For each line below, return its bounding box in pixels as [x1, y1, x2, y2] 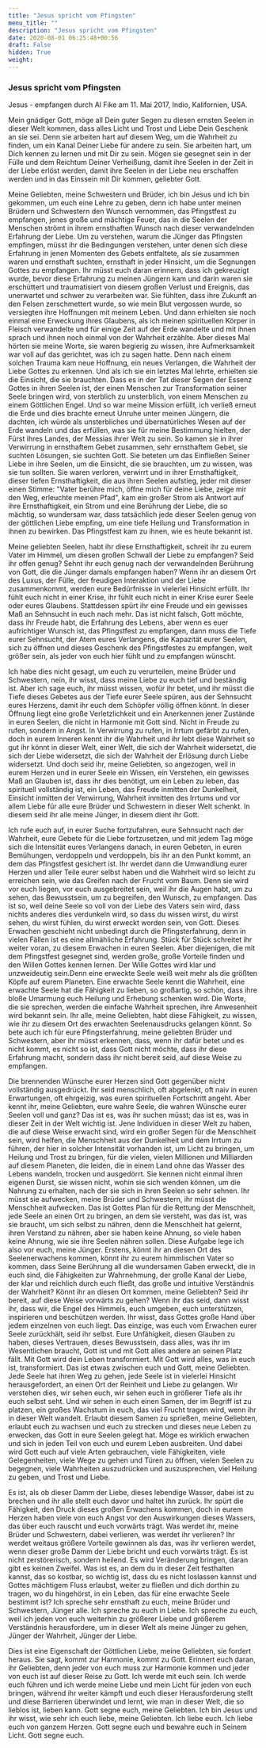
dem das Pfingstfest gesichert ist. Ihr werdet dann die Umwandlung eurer [8, 859, 248, 869]
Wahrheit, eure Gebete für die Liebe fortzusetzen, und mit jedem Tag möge [8, 834, 253, 843]
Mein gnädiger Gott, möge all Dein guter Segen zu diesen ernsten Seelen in [8, 116, 255, 125]
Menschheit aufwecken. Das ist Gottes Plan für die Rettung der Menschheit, [8, 1203, 256, 1213]
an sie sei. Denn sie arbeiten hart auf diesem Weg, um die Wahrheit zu [8, 132, 237, 142]
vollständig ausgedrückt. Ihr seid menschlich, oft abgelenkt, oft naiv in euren [8, 1085, 258, 1095]
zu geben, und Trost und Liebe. [8, 1472, 111, 1482]
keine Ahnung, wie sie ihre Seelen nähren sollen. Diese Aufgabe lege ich [8, 1237, 244, 1246]
